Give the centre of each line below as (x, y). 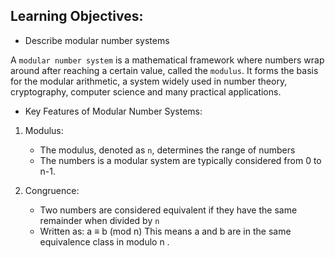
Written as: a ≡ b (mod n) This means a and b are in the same (165, 231)
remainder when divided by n (99, 220)
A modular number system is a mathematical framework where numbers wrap (167, 60)
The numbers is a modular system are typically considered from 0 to (180, 160)
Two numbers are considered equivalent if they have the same (168, 210)
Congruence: (52, 190)
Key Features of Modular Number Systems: (113, 111)
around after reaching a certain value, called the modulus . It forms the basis (164, 70)
